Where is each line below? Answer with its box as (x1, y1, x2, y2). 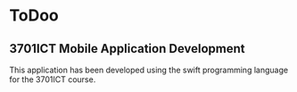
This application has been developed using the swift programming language (9, 64, 288, 75)
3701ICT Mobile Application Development (9, 41, 245, 56)
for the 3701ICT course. (9, 74, 96, 85)
